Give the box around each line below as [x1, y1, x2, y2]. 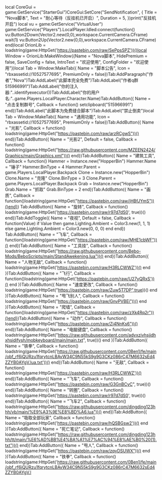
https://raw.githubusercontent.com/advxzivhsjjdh [58, 332, 156, 338]
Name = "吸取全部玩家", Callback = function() [5, 415, 96, 420]
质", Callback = [5, 193, 35, 198]
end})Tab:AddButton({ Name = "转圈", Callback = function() [5, 387, 124, 393]
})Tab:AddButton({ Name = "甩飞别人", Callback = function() [5, 293, 125, 299]
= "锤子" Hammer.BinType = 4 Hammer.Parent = [5, 164, 101, 170]
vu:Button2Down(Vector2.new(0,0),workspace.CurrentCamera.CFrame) [5, 32, 148, 37]
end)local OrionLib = [5, 42, 46, 48]
